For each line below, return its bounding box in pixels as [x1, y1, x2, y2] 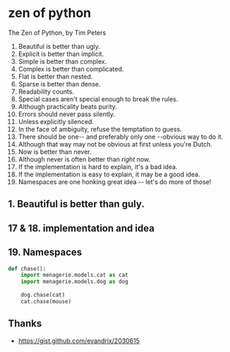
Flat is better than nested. [18, 72, 93, 81]
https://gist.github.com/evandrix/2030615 [18, 336, 140, 345]
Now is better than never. [18, 147, 92, 156]
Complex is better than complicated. [18, 64, 124, 73]
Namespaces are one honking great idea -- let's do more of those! [18, 177, 212, 186]
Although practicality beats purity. [18, 102, 117, 110]
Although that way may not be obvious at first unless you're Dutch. [18, 140, 212, 148]
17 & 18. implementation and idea [8, 222, 155, 234]
